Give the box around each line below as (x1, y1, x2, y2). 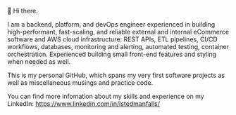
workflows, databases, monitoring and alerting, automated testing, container (7, 43, 230, 50)
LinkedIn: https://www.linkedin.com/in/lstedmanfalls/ (7, 100, 161, 108)
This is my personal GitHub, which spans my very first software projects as (7, 71, 225, 79)
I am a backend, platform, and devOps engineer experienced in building (7, 20, 216, 28)
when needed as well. (7, 57, 71, 66)
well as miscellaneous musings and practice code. (7, 79, 154, 87)
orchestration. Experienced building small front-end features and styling (7, 50, 217, 58)
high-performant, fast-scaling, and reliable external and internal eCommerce (7, 28, 230, 36)
